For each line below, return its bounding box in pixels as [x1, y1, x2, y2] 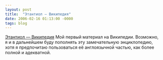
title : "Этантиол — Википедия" [5, 12, 71, 17]
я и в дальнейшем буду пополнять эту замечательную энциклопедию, [5, 40, 153, 45]
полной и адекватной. [5, 50, 51, 56]
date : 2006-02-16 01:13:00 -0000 [5, 16, 73, 21]
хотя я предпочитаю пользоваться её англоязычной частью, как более [5, 44, 154, 50]
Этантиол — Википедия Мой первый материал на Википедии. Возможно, [5, 34, 159, 40]
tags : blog [5, 20, 27, 26]
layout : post [5, 7, 32, 12]
